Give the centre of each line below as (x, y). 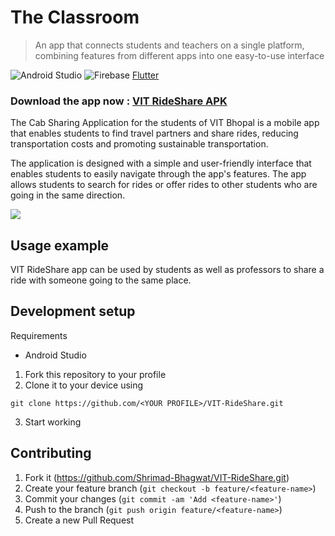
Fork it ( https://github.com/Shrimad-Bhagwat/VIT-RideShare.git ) (157, 477)
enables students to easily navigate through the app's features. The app (158, 174)
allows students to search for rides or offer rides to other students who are (164, 185)
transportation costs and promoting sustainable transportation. (139, 144)
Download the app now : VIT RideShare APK (119, 101)
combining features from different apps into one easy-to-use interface (179, 55)
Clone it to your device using (84, 385)
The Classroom (75, 17)
